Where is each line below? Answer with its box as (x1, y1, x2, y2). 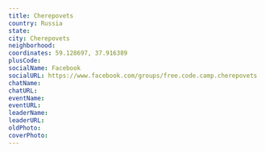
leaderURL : (8, 117, 45, 125)
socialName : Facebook (8, 64, 81, 72)
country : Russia (8, 19, 63, 27)
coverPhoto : (8, 131, 48, 139)
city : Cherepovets (8, 34, 70, 43)
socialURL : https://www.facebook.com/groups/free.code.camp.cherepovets (8, 72, 258, 80)
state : (8, 27, 31, 35)
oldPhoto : (8, 124, 42, 132)
